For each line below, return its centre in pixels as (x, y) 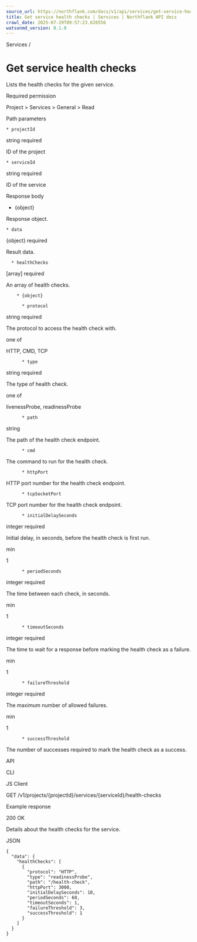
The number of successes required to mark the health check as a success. (96, 750)
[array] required (25, 274)
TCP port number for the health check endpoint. (64, 505)
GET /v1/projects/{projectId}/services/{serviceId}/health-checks (84, 795)
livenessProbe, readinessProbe (44, 407)
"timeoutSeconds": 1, (54, 903)
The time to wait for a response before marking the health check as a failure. (98, 650)
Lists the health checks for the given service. (60, 85)
